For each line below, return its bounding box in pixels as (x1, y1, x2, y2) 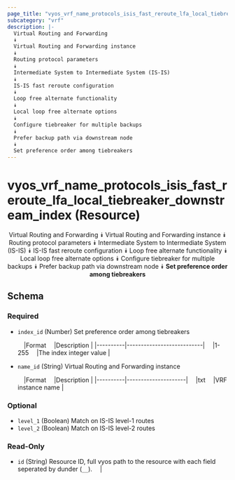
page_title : (7, 10, 42, 18)
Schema (7, 291, 44, 302)
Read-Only (7, 441, 45, 451)
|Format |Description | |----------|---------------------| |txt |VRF (23, 375, 227, 384)
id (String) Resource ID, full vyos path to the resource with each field (17, 458, 216, 466)
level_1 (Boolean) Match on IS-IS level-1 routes (17, 416, 155, 425)
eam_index (7, 208, 72, 223)
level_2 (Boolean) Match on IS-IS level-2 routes (17, 424, 155, 432)
